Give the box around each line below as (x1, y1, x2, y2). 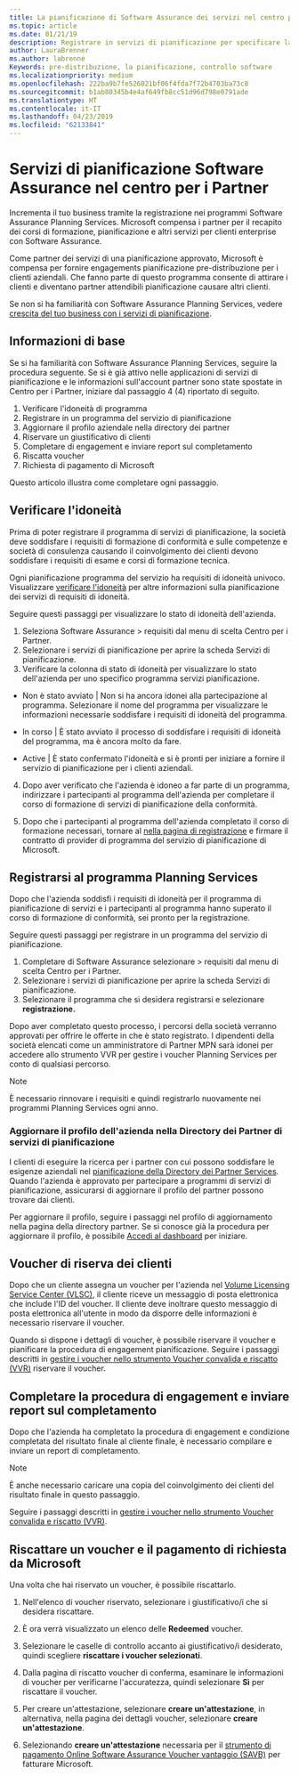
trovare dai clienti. (9, 1194, 76, 1204)
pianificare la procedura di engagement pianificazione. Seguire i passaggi (9, 1344, 279, 1355)
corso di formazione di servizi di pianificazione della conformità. (21, 799, 258, 809)
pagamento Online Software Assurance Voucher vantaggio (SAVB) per (21, 1749, 281, 1760)
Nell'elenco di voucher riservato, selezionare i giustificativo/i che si (21, 1597, 269, 1608)
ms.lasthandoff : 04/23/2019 (9, 112, 114, 121)
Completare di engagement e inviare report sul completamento (21, 441, 254, 451)
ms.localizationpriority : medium (9, 71, 133, 80)
